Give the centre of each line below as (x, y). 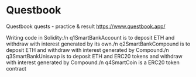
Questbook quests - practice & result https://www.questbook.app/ (86, 26)
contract (16, 68)
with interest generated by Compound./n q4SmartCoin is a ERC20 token (93, 62)
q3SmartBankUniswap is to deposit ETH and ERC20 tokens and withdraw (94, 56)
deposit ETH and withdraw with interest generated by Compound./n (88, 50)
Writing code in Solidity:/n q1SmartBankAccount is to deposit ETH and (90, 37)
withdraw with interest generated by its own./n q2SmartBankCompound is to (98, 44)
